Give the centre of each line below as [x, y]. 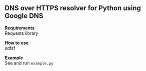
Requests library [21, 33]
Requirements [20, 28]
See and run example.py [29, 63]
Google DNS [24, 16]
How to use [16, 43]
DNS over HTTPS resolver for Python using [73, 8]
